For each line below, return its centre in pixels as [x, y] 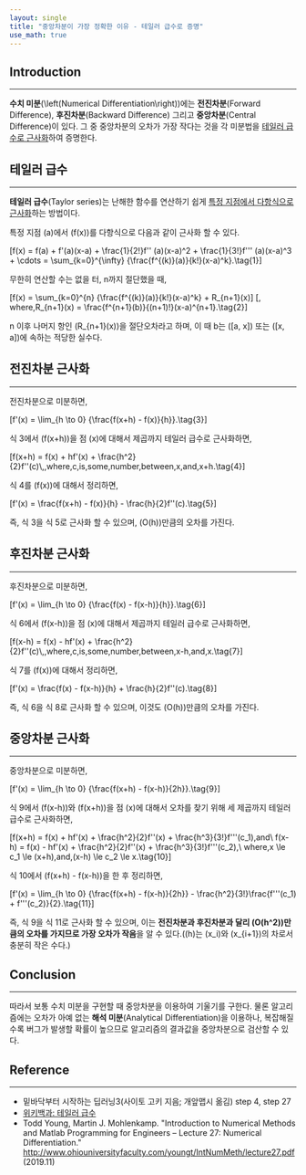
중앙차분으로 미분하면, [49, 771]
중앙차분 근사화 [50, 739]
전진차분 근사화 [50, 369]
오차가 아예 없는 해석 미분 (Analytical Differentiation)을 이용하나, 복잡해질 [163, 1018]
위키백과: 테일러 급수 [59, 1113]
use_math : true [38, 35]
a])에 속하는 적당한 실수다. [56, 337]
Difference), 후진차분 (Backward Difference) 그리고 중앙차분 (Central [133, 115]
